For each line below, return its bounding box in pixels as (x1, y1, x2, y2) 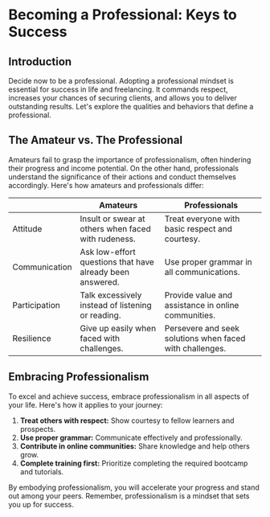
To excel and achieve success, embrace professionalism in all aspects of (8, 392, 250, 401)
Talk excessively (80, 289, 142, 301)
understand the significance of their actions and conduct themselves (8, 171, 237, 182)
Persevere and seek (164, 322, 239, 334)
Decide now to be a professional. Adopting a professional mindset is (8, 76, 235, 85)
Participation (12, 299, 60, 310)
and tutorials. (19, 466, 64, 476)
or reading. (80, 310, 121, 321)
